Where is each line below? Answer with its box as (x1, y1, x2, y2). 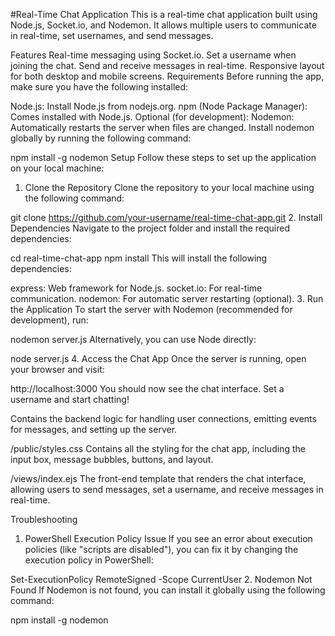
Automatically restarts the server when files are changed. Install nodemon (10, 122, 315, 133)
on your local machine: (10, 162, 105, 174)
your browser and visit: (10, 364, 105, 375)
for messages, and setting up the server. (10, 424, 178, 435)
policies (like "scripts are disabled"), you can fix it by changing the (24, 544, 299, 555)
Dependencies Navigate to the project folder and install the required (10, 222, 291, 234)
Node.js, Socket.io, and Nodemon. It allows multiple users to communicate (10, 19, 317, 31)
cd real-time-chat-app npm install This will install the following (10, 252, 268, 264)
